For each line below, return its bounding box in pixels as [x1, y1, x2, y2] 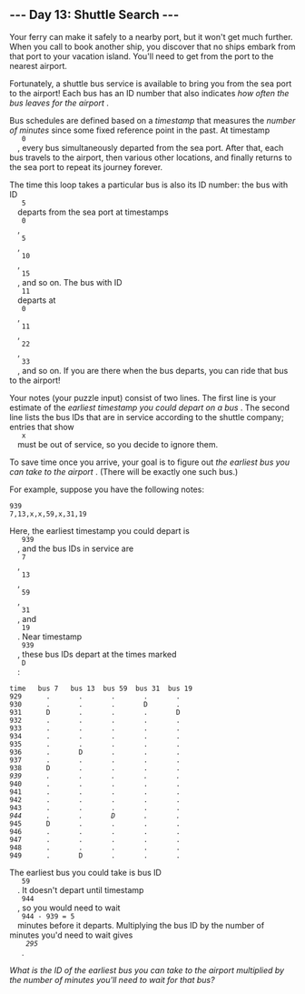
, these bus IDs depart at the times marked [17, 648, 177, 659]
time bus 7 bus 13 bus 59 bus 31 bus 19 [9, 684, 193, 693]
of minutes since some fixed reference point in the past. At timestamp [9, 125, 271, 136]
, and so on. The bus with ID [17, 276, 123, 287]
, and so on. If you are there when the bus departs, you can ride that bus [17, 365, 289, 376]
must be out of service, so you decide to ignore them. [17, 438, 219, 449]
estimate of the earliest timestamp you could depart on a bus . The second [9, 402, 290, 413]
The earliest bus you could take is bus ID [9, 867, 162, 878]
